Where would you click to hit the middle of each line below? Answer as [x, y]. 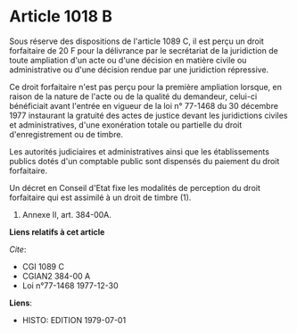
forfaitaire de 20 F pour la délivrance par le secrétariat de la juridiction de [144, 50]
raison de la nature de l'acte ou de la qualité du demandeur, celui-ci [133, 96]
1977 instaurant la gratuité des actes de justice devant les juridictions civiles [148, 115]
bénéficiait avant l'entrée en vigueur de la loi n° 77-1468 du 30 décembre [144, 105]
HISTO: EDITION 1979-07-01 [74, 320]
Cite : [18, 249]
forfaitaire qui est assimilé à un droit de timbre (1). [100, 197]
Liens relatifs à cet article [57, 232]
